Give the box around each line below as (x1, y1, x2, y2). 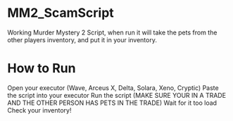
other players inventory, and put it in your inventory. (7, 35, 157, 44)
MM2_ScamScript (7, 5, 114, 21)
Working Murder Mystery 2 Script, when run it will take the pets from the (7, 28, 218, 37)
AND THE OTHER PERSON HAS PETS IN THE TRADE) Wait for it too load (7, 98, 217, 107)
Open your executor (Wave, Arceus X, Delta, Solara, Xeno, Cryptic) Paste (7, 83, 220, 92)
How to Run (7, 60, 76, 77)
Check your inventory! (7, 106, 72, 114)
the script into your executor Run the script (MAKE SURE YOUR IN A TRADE (7, 91, 227, 99)
